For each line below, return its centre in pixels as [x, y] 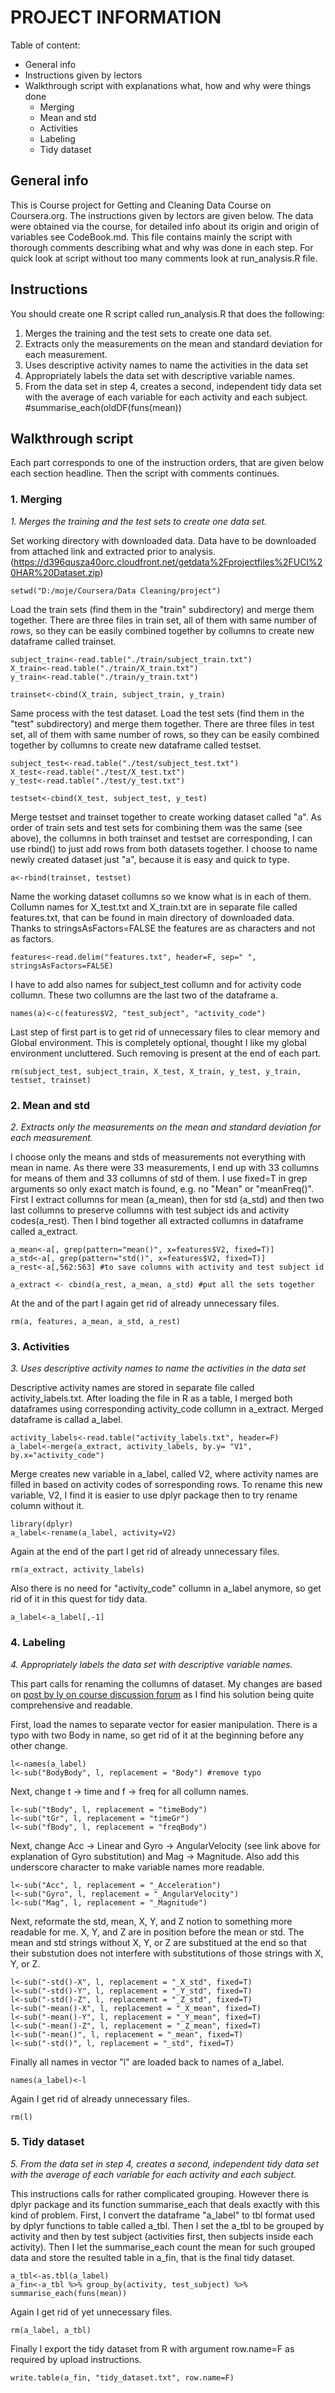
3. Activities [40, 1346]
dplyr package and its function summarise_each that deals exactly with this [165, 2204]
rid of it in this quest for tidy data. [79, 1599]
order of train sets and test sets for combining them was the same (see [156, 827]
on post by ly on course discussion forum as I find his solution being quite [162, 1694]
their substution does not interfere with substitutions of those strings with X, [167, 1953]
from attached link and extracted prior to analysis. [113, 551]
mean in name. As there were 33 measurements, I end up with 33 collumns [165, 1167]
